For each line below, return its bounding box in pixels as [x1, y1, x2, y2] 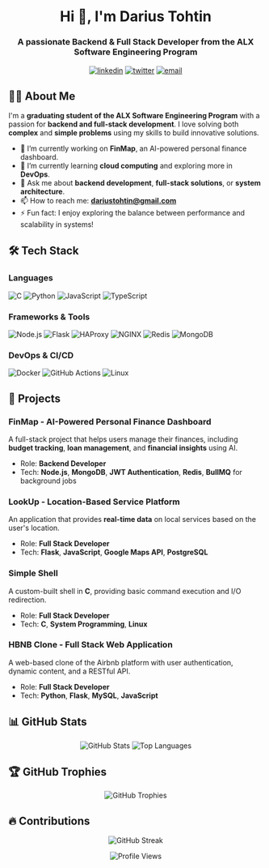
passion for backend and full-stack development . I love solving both [8, 119, 239, 129]
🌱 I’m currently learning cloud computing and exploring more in [19, 160, 233, 170]
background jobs [19, 476, 77, 485]
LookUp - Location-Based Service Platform [8, 496, 180, 507]
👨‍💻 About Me [8, 89, 76, 103]
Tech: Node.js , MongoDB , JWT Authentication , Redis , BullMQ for [19, 467, 242, 477]
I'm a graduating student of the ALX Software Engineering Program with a [8, 110, 260, 120]
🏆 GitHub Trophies [8, 765, 107, 779]
